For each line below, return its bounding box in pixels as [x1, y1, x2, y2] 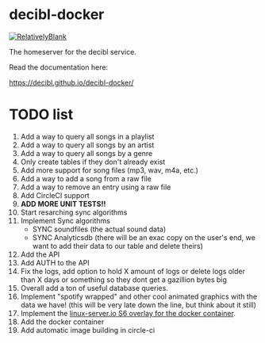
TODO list [9, 105, 74, 124]
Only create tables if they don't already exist [20, 157, 166, 166]
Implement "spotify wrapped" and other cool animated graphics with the [20, 292, 258, 301]
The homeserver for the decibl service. [9, 47, 137, 56]
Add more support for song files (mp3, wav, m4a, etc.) [20, 165, 199, 175]
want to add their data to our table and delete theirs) [32, 241, 203, 250]
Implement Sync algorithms [20, 215, 110, 225]
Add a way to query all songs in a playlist [20, 131, 155, 141]
